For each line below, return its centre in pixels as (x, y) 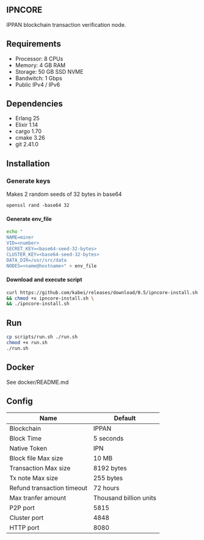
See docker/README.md (38, 382)
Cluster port (27, 518)
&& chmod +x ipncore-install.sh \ (50, 298)
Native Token (28, 448)
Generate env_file (29, 218)
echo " (15, 232)
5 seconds (108, 439)
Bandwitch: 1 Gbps (38, 78)
